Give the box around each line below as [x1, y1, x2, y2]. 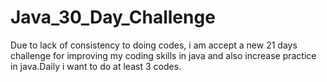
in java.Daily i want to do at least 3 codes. [10, 60, 182, 72]
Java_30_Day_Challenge [10, 6, 216, 29]
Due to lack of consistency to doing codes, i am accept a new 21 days [10, 39, 298, 51]
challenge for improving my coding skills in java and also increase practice [10, 49, 317, 61]
